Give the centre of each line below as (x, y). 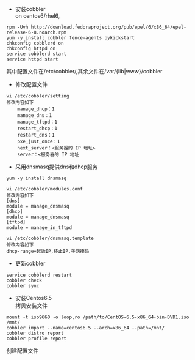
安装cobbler (30, 9)
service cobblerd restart (39, 275)
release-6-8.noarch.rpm (37, 32)
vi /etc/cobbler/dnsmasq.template (50, 238)
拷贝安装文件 (31, 306)
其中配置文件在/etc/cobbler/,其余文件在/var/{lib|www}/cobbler (84, 71)
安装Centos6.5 (34, 298)
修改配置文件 (31, 84)
